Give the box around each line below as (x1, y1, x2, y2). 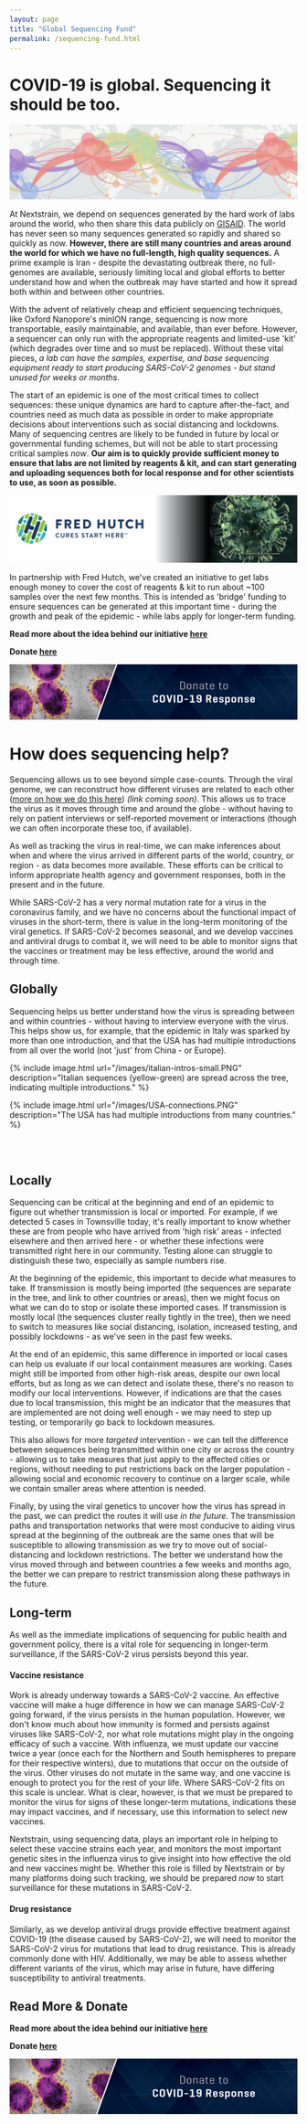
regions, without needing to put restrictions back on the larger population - (9, 1463, 291, 1475)
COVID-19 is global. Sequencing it (9, 74, 271, 95)
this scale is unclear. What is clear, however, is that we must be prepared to (9, 1787, 293, 1798)
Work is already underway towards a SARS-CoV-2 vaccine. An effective (9, 1690, 280, 1701)
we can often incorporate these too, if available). (9, 823, 192, 834)
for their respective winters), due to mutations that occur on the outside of (9, 1758, 290, 1768)
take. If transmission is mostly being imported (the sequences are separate (9, 1282, 291, 1293)
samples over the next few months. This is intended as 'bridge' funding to (9, 591, 287, 602)
